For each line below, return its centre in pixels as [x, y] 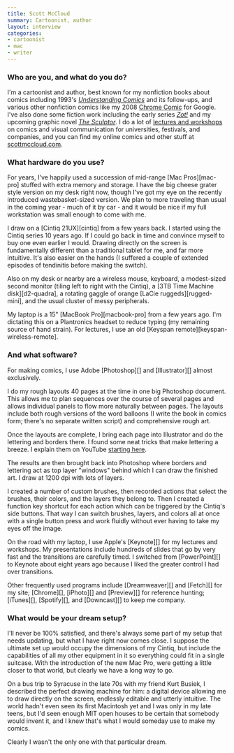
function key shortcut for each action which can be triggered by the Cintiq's [116, 506]
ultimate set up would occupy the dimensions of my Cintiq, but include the [114, 648]
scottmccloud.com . [35, 145]
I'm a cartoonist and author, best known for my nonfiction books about [109, 92]
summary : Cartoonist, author [50, 20]
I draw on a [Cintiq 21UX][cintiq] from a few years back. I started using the [114, 228]
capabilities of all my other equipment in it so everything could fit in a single [116, 656]
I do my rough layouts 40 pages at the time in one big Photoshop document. [117, 391]
